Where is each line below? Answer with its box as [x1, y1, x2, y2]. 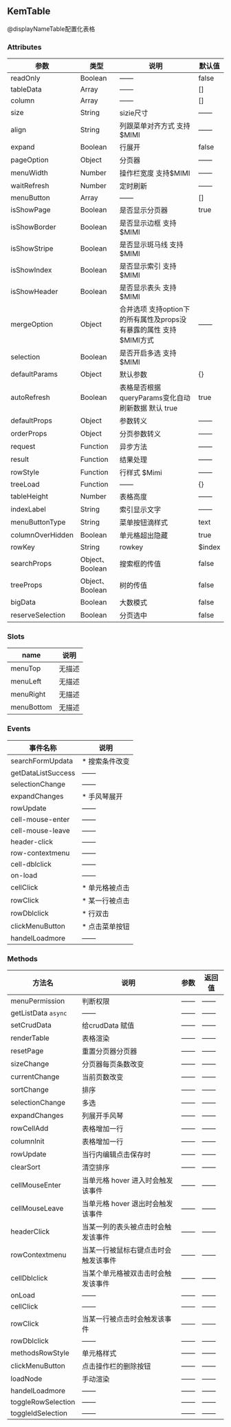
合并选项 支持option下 [119, 304, 190, 314]
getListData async [10, 1008, 67, 1017]
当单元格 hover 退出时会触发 [82, 1199, 173, 1208]
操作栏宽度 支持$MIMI [119, 169, 190, 178]
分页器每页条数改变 [82, 1059, 144, 1069]
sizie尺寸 [119, 108, 148, 118]
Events [7, 724, 31, 734]
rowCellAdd [10, 1123, 49, 1133]
